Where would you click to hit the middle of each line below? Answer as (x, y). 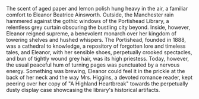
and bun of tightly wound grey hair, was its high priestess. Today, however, (97, 59)
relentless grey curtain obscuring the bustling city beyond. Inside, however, (98, 27)
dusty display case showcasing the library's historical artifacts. (83, 90)
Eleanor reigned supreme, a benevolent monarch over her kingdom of (91, 34)
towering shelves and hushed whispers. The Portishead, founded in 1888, (96, 40)
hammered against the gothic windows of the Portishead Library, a (88, 21)
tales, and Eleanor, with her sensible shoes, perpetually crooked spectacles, (99, 52)
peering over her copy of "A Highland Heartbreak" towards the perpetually (97, 84)
